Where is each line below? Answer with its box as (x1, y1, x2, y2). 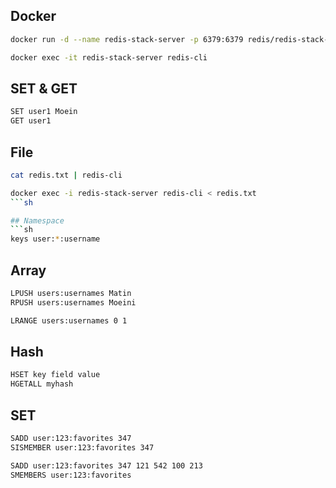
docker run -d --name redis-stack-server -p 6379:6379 (10, 34, 244, 44)
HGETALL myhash (10, 379, 74, 389)
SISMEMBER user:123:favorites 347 (10, 442, 155, 453)
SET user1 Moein (10, 107, 78, 117)
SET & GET (10, 80, 78, 97)
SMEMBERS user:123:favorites (10, 470, 132, 480)
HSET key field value (10, 370, 101, 380)
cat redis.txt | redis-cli (10, 170, 123, 180)
